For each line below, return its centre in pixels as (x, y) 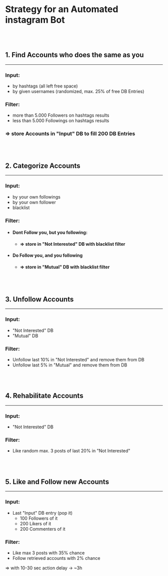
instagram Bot (35, 20)
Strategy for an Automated (62, 9)
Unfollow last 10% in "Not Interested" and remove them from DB (78, 360)
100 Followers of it (39, 518)
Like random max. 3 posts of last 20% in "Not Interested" (71, 451)
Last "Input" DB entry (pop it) (42, 513)
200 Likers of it (35, 523)
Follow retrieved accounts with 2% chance (56, 558)
